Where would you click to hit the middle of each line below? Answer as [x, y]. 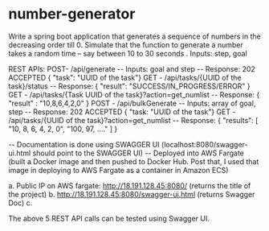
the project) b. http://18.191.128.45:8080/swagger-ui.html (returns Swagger [132, 194]
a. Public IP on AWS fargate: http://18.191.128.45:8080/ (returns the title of [130, 185]
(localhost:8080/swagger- [204, 144]
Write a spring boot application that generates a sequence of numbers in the [134, 36]
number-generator [72, 14]
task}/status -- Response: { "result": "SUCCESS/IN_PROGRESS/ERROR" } [129, 86]
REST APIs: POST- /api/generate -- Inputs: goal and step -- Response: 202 [132, 68]
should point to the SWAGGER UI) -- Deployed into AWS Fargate [139, 153]
